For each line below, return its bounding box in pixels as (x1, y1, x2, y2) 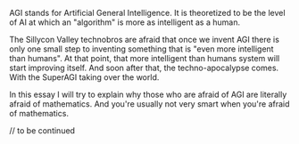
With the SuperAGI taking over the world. (9, 72, 160, 83)
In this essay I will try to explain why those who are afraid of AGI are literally (9, 89, 287, 100)
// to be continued (9, 125, 76, 136)
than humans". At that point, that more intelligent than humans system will (9, 53, 280, 63)
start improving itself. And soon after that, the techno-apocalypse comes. (9, 62, 279, 73)
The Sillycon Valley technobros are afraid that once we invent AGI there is (9, 35, 279, 44)
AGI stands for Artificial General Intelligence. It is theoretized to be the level (9, 8, 286, 18)
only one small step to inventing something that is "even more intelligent (9, 44, 274, 54)
